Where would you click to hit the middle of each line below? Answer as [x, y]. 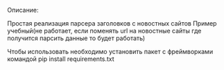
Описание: [23, 10]
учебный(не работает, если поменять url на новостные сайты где [104, 31]
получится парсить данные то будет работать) [76, 38]
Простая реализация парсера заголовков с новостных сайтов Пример [112, 23]
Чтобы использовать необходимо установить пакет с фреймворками [110, 52]
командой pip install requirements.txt [61, 59]
